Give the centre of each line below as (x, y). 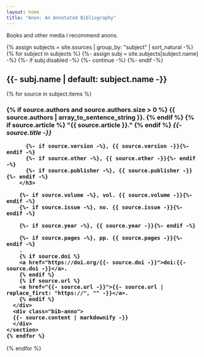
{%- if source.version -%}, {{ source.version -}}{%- (108, 146)
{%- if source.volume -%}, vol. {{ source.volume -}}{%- (106, 195)
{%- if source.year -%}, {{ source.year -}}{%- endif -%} (108, 225)
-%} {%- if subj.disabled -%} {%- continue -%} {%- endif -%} (85, 60)
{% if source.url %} (50, 280)
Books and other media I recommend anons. (62, 35)
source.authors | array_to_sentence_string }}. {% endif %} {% (100, 118)
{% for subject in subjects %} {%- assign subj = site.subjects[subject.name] (102, 53)
